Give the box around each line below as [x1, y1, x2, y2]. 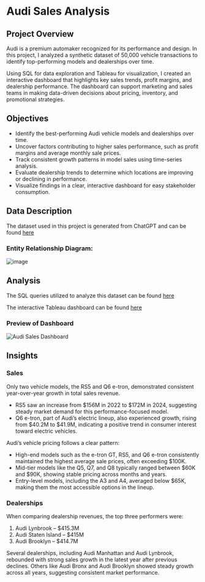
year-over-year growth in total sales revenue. [6, 389, 121, 397]
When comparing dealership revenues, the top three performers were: [6, 513, 184, 520]
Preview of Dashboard [6, 319, 74, 327]
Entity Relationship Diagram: [6, 244, 93, 252]
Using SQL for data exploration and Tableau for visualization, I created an [6, 70, 191, 77]
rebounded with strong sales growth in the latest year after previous [6, 556, 177, 564]
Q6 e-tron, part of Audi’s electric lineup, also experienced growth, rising [15, 414, 197, 422]
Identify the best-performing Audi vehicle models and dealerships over [15, 130, 194, 137]
